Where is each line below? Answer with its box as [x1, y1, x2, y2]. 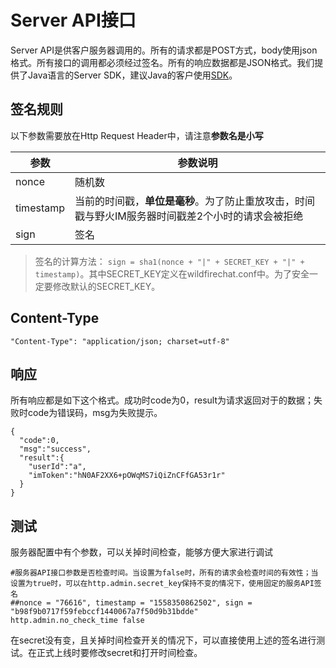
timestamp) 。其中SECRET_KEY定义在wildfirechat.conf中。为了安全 [34, 267, 310, 280]
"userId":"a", [28, 462, 87, 472]
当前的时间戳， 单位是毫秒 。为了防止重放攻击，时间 [74, 194, 316, 208]
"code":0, [19, 436, 60, 446]
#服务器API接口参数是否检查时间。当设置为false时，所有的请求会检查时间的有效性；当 [10, 568, 319, 578]
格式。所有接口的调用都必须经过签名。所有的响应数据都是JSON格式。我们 [10, 56, 315, 68]
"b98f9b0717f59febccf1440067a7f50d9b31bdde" [10, 607, 199, 617]
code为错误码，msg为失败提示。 [27, 407, 163, 419]
